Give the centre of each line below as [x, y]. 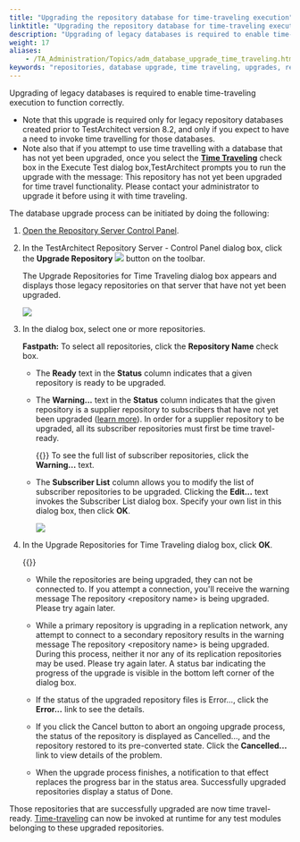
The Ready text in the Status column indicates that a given [144, 373]
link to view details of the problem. [99, 755]
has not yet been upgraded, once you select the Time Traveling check [152, 157]
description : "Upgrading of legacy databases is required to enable [139, 34]
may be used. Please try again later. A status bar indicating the [150, 663]
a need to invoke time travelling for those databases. [119, 139]
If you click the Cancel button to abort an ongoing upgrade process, [160, 727]
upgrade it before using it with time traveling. [104, 196]
